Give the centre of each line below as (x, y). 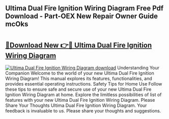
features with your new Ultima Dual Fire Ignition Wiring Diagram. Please (80, 100)
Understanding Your (138, 68)
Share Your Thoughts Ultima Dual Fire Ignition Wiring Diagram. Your (76, 105)
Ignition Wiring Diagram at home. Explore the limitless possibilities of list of (83, 95)
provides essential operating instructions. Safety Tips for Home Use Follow (84, 84)
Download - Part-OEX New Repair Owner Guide (82, 16)
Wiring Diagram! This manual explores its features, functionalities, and (79, 78)
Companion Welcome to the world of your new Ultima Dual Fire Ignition (80, 73)
